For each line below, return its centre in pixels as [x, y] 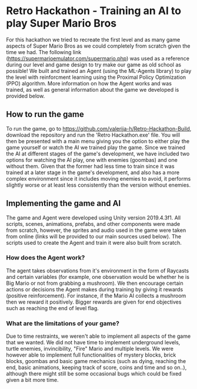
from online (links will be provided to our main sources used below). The [94, 236]
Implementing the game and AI [64, 203]
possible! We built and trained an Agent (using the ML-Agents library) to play [99, 71]
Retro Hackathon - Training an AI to [94, 11]
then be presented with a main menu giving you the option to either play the [98, 141]
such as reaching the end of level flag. [52, 308]
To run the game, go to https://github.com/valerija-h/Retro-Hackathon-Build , [99, 128]
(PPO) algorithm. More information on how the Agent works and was [89, 83]
